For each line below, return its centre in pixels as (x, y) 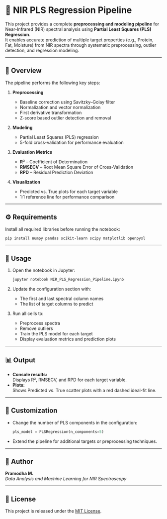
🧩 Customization (31, 411)
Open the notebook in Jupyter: (44, 270)
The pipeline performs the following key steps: (53, 83)
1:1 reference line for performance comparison (67, 197)
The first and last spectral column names (62, 299)
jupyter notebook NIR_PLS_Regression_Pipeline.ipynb (68, 280)
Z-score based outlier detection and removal (65, 118)
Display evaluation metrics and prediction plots (68, 339)
